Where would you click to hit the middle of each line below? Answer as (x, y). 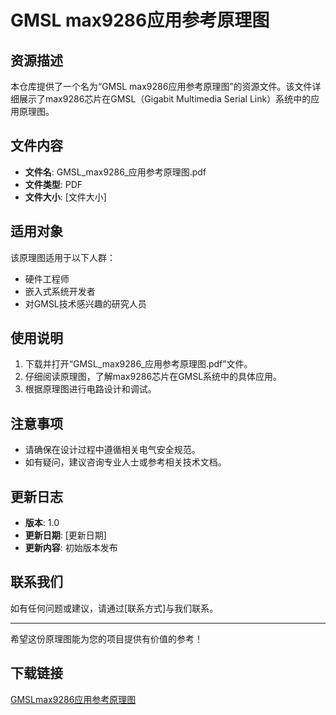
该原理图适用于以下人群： (63, 257)
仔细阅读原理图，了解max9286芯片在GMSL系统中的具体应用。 (153, 377)
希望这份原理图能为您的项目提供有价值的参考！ (106, 638)
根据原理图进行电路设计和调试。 (90, 389)
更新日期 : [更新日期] (65, 535)
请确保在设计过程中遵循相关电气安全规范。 (112, 450)
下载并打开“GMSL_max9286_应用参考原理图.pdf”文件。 (138, 364)
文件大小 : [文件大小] (65, 197)
